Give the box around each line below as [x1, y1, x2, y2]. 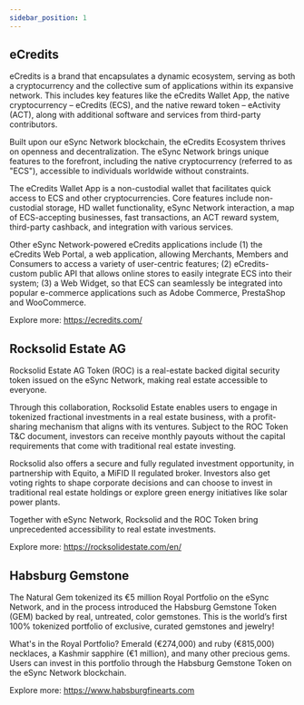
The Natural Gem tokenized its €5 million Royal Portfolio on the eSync [9, 592, 270, 603]
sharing [9, 421, 38, 432]
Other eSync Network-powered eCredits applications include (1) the [9, 240, 263, 250]
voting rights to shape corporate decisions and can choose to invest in [9, 477, 273, 488]
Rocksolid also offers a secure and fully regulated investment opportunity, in [9, 458, 295, 469]
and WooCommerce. [9, 297, 87, 308]
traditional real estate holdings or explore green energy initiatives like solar [9, 487, 289, 498]
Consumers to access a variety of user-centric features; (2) [9, 259, 232, 269]
